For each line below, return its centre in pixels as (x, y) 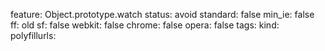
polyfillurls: (33, 35)
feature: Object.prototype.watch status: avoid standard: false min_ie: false (162, 14)
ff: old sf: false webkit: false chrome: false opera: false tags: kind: (145, 25)
